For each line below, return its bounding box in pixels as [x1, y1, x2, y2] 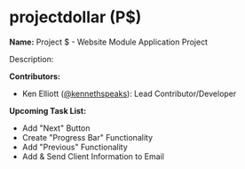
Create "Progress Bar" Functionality [21, 132, 154, 142]
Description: [9, 53, 54, 64]
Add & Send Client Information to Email [21, 150, 164, 162]
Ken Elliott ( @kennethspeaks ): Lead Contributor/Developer [21, 88, 237, 99]
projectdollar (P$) [9, 7, 142, 28]
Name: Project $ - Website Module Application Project [9, 36, 209, 47]
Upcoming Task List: [9, 105, 87, 116]
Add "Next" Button [21, 123, 91, 133]
